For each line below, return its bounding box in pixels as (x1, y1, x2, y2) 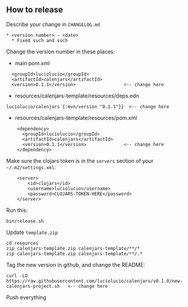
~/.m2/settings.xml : (6, 163, 56, 171)
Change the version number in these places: (6, 48, 115, 55)
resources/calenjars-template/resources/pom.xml (14, 114, 137, 121)
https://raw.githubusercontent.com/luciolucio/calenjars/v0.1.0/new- (6, 278, 183, 284)
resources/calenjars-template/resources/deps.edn (14, 92, 139, 99)
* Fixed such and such (11, 37, 68, 44)
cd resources (6, 240, 39, 246)
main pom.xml (14, 59, 50, 66)
